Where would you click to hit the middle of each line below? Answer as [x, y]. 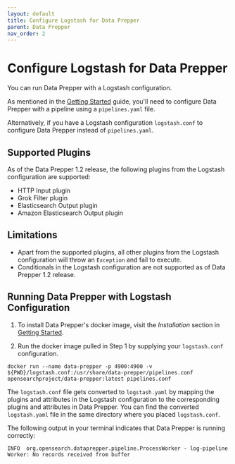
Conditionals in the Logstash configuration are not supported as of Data [121, 267]
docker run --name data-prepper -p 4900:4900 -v [80, 366]
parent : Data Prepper [39, 27]
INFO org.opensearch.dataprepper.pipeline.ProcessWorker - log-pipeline [118, 448]
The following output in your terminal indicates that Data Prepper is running [116, 428]
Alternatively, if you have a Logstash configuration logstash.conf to [105, 123]
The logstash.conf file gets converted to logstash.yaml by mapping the [111, 391]
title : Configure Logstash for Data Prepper [74, 20]
